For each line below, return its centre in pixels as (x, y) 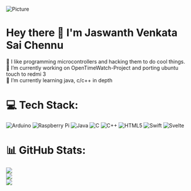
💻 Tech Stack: (42, 105)
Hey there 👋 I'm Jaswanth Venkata (92, 33)
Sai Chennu (35, 46)
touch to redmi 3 (26, 74)
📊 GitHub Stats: (46, 150)
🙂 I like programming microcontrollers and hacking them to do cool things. (96, 61)
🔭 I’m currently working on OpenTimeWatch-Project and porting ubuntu (92, 68)
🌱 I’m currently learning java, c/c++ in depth (59, 80)
